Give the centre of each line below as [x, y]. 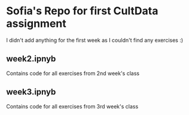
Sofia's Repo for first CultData [82, 11]
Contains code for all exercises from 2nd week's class [73, 73]
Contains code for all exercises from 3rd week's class [72, 106]
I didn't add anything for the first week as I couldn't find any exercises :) [95, 40]
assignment [36, 24]
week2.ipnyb [31, 59]
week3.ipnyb [31, 92]
